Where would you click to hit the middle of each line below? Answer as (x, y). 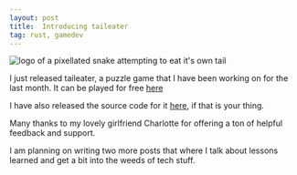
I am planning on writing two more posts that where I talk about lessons (144, 150)
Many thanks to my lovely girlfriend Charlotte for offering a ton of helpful (146, 123)
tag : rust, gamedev (47, 35)
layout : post (34, 18)
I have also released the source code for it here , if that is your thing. (137, 106)
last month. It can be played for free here (86, 88)
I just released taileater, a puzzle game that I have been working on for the (149, 78)
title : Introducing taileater (69, 26)
